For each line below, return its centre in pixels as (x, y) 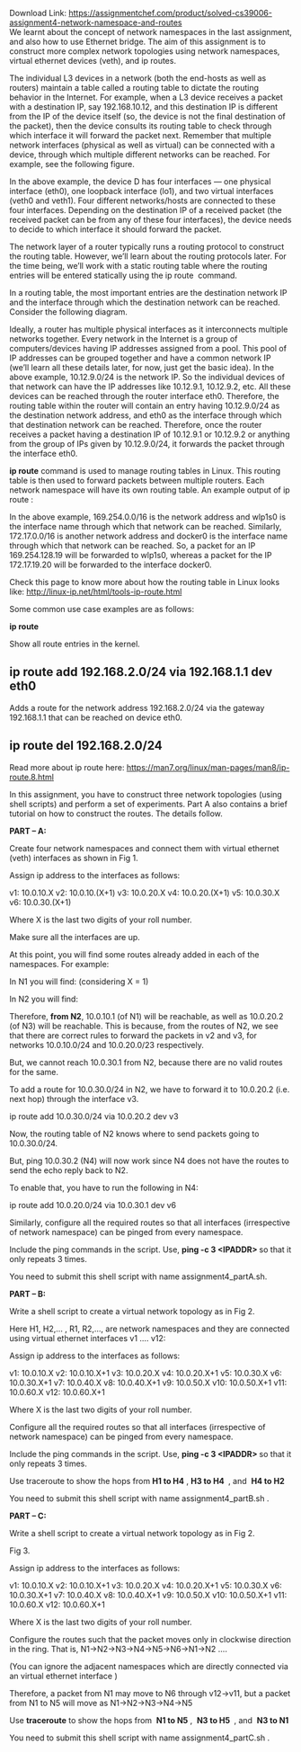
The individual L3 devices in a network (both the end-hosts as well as (138, 78)
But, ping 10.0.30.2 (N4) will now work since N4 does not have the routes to (149, 1161)
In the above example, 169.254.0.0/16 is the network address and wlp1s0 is (147, 517)
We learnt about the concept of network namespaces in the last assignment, (150, 32)
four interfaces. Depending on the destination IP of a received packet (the (146, 210)
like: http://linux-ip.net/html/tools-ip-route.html (96, 591)
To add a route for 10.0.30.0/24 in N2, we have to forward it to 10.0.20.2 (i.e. (150, 1089)
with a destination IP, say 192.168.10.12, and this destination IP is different (144, 107)
